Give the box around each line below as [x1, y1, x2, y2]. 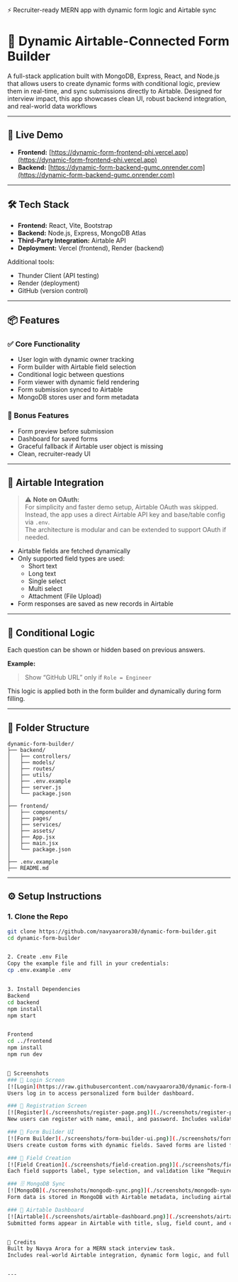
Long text [28, 570, 57, 578]
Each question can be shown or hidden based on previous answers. [7, 646, 205, 654]
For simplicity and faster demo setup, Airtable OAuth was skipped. [24, 503, 218, 512]
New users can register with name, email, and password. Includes [7, 1116, 208, 1123]
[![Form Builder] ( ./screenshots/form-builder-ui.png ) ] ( [7, 1134, 176, 1142]
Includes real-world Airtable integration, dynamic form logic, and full [7, 1251, 230, 1259]
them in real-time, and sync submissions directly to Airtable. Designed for [7, 87, 222, 95]
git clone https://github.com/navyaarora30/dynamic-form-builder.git [7, 928, 217, 935]
